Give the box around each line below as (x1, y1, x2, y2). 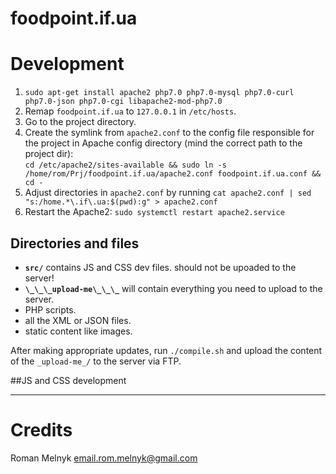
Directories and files (10, 235, 140, 252)
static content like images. (24, 325, 133, 337)
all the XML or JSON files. (24, 314, 132, 326)
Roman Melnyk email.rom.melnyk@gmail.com (10, 452, 198, 464)
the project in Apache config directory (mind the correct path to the (24, 137, 303, 149)
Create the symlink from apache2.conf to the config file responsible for (24, 127, 315, 139)
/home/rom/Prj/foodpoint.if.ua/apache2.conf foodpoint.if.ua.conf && (24, 169, 322, 179)
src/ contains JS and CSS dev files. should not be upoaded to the (24, 261, 297, 273)
